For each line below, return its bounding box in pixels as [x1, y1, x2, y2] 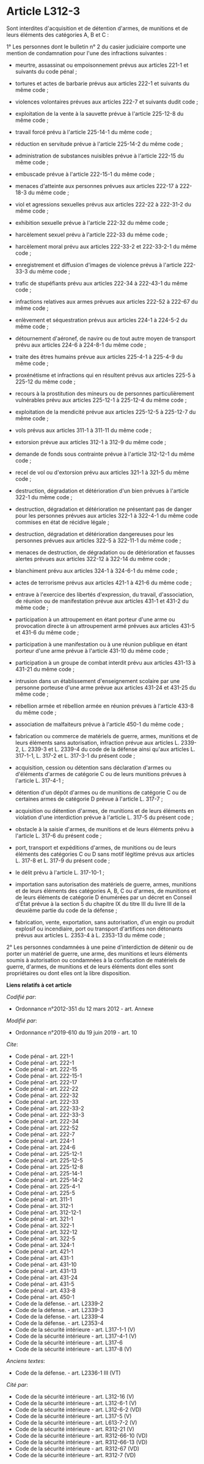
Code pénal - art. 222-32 [15, 1092, 79, 1099]
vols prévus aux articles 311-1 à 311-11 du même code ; [15, 426, 151, 434]
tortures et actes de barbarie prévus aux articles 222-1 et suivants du [15, 80, 190, 87]
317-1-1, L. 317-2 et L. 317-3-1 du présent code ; [15, 752, 136, 759]
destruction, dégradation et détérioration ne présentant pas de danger [15, 505, 192, 513]
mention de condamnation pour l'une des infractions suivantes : [6, 49, 167, 56]
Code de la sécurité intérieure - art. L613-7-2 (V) [15, 1419, 137, 1426]
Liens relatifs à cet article [6, 981, 72, 989]
